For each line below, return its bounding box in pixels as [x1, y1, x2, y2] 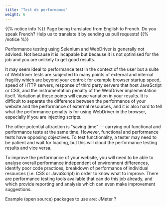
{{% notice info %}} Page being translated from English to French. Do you [5, 25, 157, 31]
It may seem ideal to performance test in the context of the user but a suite [5, 66, 159, 72]
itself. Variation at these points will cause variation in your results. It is [5, 93, 148, 99]
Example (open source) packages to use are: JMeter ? [5, 196, 117, 202]
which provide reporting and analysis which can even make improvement [5, 181, 156, 187]
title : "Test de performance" [5, 7, 68, 12]
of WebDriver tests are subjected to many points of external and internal [5, 71, 154, 77]
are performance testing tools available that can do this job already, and [5, 176, 153, 182]
